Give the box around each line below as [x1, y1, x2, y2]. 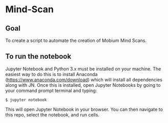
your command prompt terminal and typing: [5, 87, 97, 93]
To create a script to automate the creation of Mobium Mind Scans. [5, 37, 147, 43]
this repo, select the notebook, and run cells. [5, 111, 100, 118]
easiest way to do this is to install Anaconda [5, 71, 98, 77]
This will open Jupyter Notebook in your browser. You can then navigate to [5, 106, 163, 112]
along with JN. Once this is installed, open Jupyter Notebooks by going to [5, 82, 161, 88]
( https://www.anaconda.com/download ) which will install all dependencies [5, 77, 163, 83]
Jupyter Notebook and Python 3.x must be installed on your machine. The [5, 65, 161, 72]
